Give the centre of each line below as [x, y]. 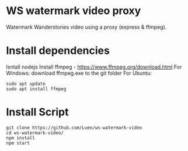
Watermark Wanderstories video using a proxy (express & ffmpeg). [86, 27]
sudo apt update [26, 84]
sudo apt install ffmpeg [36, 89]
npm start [18, 143]
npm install [20, 138]
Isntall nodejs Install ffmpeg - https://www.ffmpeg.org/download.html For [94, 67]
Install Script [37, 112]
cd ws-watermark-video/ [35, 133]
